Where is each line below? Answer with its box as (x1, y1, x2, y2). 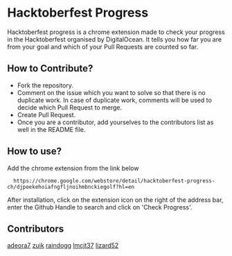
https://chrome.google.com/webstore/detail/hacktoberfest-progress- (13, 177, 215, 185)
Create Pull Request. (17, 110, 76, 119)
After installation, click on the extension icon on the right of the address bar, (7, 196, 224, 204)
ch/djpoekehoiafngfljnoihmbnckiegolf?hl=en (7, 183, 135, 190)
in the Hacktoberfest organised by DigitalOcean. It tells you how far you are (7, 35, 222, 43)
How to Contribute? (7, 62, 93, 74)
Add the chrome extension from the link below (7, 164, 139, 172)
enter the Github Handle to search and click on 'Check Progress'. (7, 203, 193, 211)
